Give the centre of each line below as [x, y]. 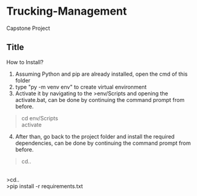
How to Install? [25, 62]
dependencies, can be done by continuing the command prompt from [103, 143]
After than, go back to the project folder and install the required [95, 136]
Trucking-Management [67, 11]
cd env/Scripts [39, 118]
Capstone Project [28, 28]
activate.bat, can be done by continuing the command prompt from [100, 100]
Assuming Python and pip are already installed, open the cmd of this [101, 74]
